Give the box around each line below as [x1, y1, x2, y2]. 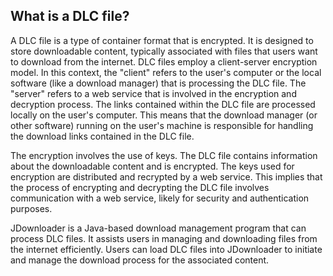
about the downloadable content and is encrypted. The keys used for [10, 160, 295, 172]
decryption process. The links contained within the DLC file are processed [10, 98, 316, 110]
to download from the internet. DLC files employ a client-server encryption [10, 55, 318, 68]
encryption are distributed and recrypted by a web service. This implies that [10, 170, 323, 183]
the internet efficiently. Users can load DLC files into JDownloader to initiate [10, 243, 323, 255]
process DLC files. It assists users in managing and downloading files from [10, 232, 318, 244]
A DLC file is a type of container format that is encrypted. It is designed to [10, 34, 314, 46]
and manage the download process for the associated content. [10, 254, 270, 266]
